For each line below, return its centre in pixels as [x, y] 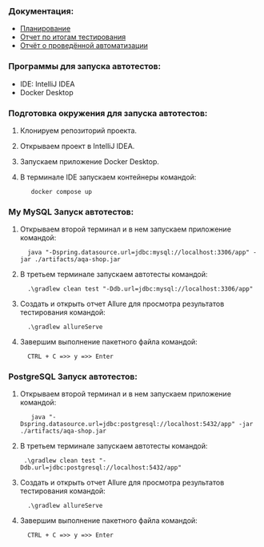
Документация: [41, 11]
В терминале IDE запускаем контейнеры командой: [108, 177]
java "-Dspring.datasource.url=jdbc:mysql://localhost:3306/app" [138, 253]
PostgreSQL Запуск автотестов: [73, 376]
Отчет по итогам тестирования [73, 37]
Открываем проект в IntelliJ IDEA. [77, 146]
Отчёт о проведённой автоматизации [84, 46]
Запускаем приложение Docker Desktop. [90, 161]
